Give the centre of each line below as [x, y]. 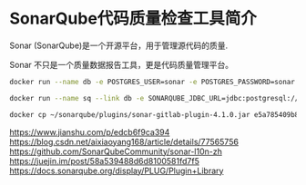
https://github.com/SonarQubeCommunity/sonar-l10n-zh [116, 151]
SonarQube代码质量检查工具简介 [133, 19]
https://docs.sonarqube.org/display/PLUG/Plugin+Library [117, 170]
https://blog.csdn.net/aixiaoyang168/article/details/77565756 [124, 141]
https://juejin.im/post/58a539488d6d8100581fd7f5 [105, 161]
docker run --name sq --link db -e [77, 98]
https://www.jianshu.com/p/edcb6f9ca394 [90, 131]
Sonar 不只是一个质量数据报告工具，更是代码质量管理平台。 [122, 64]
